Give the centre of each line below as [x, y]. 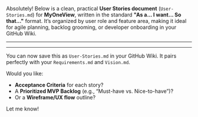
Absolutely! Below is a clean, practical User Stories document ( [83, 9]
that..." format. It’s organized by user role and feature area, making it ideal [96, 21]
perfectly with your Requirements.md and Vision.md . [68, 62]
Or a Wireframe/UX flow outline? [55, 97]
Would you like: [25, 73]
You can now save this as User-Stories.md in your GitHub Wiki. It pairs [91, 56]
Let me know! [23, 109]
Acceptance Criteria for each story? [59, 85]
